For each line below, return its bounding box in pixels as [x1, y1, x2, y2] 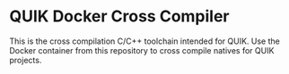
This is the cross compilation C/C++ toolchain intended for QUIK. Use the [9, 36, 280, 46]
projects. [9, 54, 42, 65]
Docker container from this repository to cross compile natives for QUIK [9, 45, 275, 55]
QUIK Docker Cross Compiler [9, 6, 231, 27]
